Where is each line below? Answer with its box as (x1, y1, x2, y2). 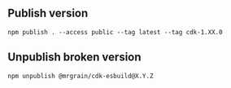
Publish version (7, 7, 89, 20)
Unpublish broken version (7, 51, 142, 64)
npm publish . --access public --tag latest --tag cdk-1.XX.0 (7, 28, 223, 36)
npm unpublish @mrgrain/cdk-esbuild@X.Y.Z (7, 72, 154, 80)
